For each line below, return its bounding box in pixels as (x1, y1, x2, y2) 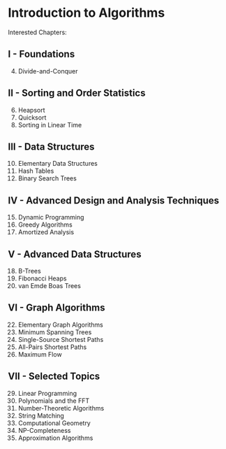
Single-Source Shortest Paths (17, 335, 104, 343)
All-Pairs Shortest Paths (17, 343, 87, 351)
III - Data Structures (8, 141, 95, 152)
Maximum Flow (17, 350, 62, 358)
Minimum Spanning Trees (17, 327, 92, 336)
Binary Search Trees (17, 174, 77, 183)
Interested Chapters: (8, 28, 67, 36)
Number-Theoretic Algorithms (17, 404, 105, 412)
